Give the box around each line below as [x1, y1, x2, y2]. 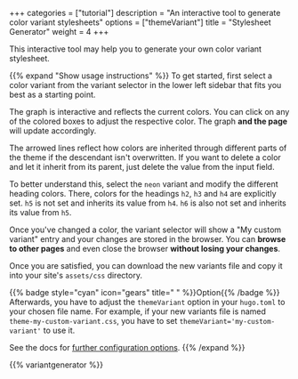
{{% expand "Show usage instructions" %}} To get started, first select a [9, 70, 273, 81]
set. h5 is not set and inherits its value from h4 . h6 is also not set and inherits [9, 198, 286, 208]
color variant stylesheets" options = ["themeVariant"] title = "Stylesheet [9, 17, 271, 28]
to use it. [43, 325, 76, 335]
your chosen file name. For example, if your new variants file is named [9, 306, 267, 317]
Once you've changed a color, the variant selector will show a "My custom [9, 224, 282, 235]
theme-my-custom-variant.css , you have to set [9, 316, 178, 326]
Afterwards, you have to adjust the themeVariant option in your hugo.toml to [9, 297, 286, 307]
